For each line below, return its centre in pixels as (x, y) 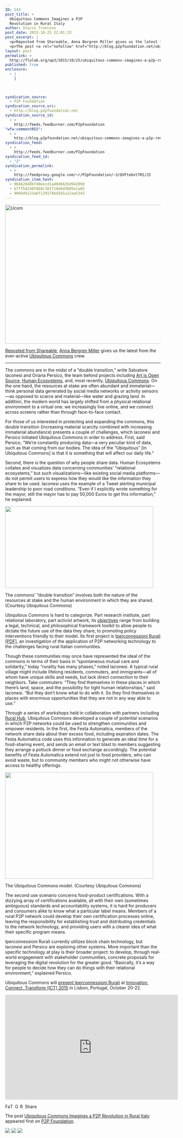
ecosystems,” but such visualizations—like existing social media (70, 473)
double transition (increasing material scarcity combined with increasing (78, 427)
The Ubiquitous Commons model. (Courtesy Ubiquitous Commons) (73, 885)
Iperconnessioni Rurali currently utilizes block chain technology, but (74, 942)
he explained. (19, 499)
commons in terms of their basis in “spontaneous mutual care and (72, 661)
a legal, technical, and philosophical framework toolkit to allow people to (78, 626)
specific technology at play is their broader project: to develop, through (77, 952)
